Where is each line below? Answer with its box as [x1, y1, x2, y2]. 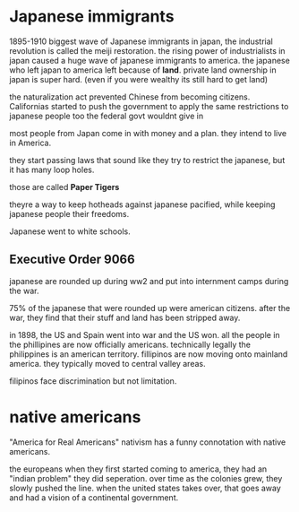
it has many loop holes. [9, 164, 95, 175]
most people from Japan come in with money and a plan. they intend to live [9, 127, 287, 138]
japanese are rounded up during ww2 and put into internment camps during [9, 275, 289, 286]
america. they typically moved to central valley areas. [9, 358, 206, 369]
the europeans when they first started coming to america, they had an [9, 464, 268, 474]
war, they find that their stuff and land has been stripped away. [9, 312, 241, 323]
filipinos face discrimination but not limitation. [9, 375, 177, 386]
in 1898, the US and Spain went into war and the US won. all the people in [9, 329, 280, 340]
